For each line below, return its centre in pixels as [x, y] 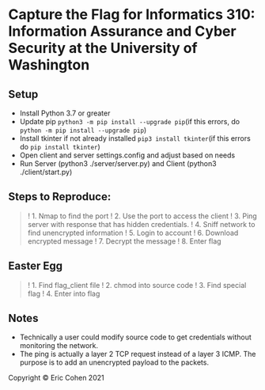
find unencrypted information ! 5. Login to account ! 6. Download [133, 233]
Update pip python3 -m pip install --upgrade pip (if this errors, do [129, 121]
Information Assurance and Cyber [122, 31]
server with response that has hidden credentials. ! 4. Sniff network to [141, 224]
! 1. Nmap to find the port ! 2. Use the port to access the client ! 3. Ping [142, 216]
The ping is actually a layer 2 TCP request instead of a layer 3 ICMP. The [138, 354]
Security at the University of [103, 48]
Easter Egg [36, 266]
